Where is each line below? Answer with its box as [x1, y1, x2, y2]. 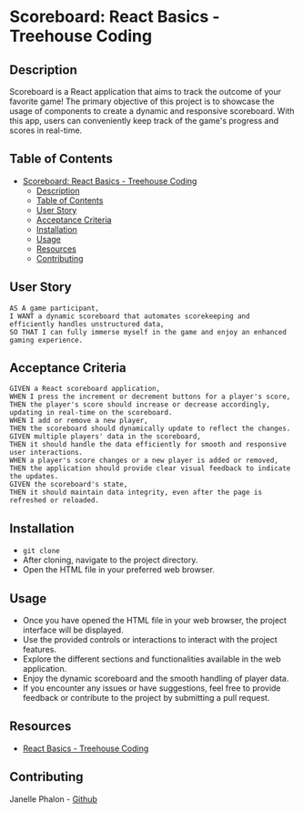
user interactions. [9, 448, 84, 458]
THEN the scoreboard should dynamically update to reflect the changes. [9, 424, 291, 434]
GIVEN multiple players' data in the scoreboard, [9, 432, 202, 441]
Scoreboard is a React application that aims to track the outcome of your [9, 87, 282, 97]
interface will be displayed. [22, 624, 125, 635]
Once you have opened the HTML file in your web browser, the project [22, 615, 287, 626]
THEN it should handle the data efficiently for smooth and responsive [9, 440, 287, 449]
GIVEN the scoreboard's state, [9, 480, 128, 489]
